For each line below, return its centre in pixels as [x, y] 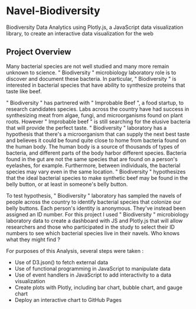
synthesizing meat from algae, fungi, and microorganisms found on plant [94, 115]
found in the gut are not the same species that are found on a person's [92, 159]
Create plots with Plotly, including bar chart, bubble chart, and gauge [99, 287]
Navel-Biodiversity [53, 11]
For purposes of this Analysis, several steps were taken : [75, 251]
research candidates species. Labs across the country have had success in [98, 109]
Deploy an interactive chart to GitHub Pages [68, 300]
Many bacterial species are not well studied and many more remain [88, 66]
